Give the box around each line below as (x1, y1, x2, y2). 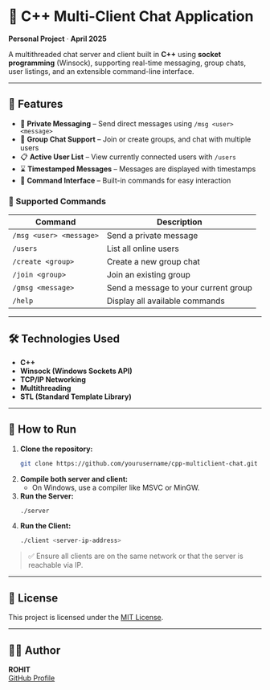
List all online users (106, 243, 179, 254)
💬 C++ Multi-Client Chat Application (8, 7, 254, 26)
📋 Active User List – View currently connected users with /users (19, 152, 237, 162)
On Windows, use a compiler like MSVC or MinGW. (31, 483, 200, 492)
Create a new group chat (106, 257, 201, 268)
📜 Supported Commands (8, 195, 107, 207)
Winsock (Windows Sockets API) (19, 366, 133, 376)
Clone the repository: (19, 444, 93, 454)
